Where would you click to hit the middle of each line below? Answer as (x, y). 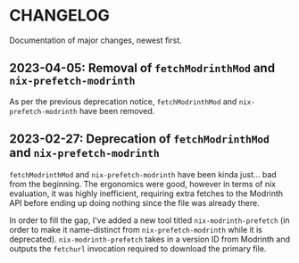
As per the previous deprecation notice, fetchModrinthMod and (123, 101)
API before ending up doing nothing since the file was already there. (135, 202)
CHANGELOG (59, 16)
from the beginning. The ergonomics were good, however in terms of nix (143, 184)
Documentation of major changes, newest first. (96, 40)
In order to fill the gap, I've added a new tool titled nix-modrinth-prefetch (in (149, 220)
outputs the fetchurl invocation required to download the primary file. (138, 248)
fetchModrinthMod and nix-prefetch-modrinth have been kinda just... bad (143, 174)
